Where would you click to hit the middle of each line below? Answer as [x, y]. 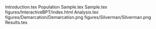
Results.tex [16, 22]
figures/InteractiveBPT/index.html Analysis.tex [52, 12]
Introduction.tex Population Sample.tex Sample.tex [56, 7]
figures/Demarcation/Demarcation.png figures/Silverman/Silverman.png [78, 17]
